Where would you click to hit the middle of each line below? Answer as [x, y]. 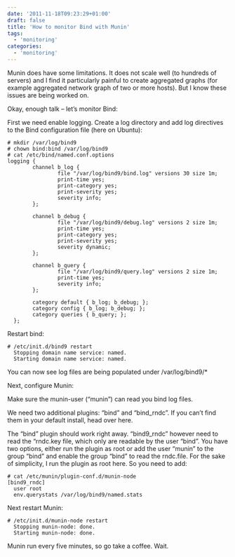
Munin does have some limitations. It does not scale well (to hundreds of [112, 73]
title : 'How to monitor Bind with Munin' [69, 27]
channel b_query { [59, 265]
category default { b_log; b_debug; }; [91, 302]
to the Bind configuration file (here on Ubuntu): [75, 130]
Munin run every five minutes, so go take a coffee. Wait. [88, 546]
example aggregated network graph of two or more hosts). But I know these [117, 88]
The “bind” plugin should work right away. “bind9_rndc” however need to [113, 434]
